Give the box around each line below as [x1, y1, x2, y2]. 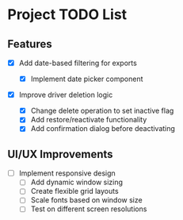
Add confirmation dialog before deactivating [30, 124, 176, 133]
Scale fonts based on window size [30, 195, 143, 205]
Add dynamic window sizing [30, 177, 124, 187]
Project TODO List [7, 6, 128, 24]
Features [7, 37, 52, 51]
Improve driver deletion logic [18, 90, 113, 100]
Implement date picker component [30, 74, 143, 84]
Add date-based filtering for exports [18, 58, 138, 68]
